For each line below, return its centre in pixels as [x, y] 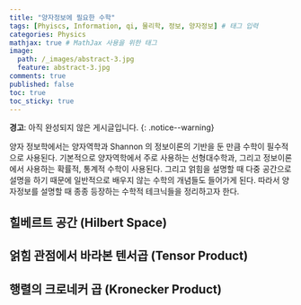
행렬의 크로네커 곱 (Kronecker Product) [115, 289]
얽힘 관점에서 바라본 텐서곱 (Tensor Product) [129, 256]
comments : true [38, 76]
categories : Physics [48, 34]
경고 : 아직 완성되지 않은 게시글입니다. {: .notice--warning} [112, 127]
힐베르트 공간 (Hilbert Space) [89, 222]
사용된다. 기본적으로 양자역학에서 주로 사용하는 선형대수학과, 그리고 [143, 158]
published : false [42, 84]
